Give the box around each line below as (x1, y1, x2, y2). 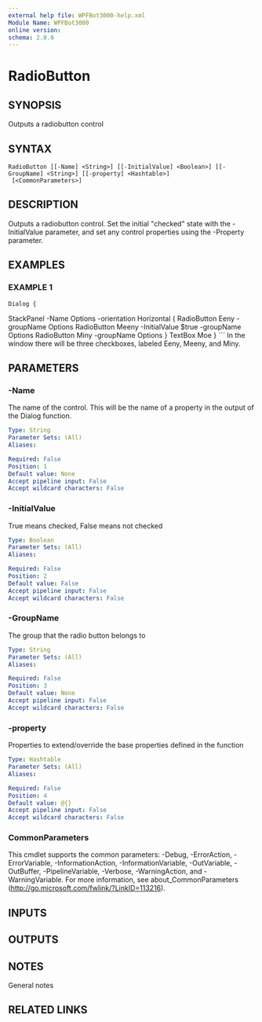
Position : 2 (8, 572, 47, 580)
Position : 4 (8, 792, 47, 800)
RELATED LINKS (8, 1003, 88, 1016)
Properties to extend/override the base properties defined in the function (8, 741, 244, 750)
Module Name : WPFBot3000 (8, 19, 89, 27)
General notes (8, 980, 54, 991)
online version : (8, 26, 61, 34)
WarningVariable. (8, 875, 64, 884)
